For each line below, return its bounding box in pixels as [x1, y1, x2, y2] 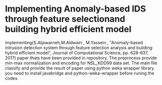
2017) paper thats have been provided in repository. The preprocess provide [5, 55, 157, 61]
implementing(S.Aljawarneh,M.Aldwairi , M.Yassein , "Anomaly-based [5, 39, 143, 45]
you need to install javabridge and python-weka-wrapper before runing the [5, 70, 155, 76]
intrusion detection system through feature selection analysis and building [5, 45, 153, 50]
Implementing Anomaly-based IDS [5, 3, 146, 14]
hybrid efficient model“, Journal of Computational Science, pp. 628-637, [5, 49, 149, 56]
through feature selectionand [5, 13, 126, 24]
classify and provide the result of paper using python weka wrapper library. [5, 65, 155, 71]
